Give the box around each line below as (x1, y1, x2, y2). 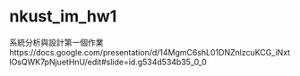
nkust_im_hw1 (9, 6, 117, 27)
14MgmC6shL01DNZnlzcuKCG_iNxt (159, 46, 291, 57)
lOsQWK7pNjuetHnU (9, 56, 85, 67)
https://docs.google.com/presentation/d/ (9, 46, 160, 57)
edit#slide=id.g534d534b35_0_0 (87, 56, 208, 67)
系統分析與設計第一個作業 (9, 37, 104, 47)
